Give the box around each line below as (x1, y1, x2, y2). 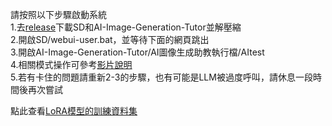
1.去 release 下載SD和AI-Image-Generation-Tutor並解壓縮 (10, 21, 242, 33)
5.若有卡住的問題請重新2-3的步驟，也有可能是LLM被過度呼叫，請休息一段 (10, 71, 313, 83)
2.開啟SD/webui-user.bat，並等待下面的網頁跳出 (10, 34, 210, 45)
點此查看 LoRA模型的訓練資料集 (10, 105, 138, 117)
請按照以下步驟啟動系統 (10, 9, 107, 20)
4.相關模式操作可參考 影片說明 (10, 59, 133, 70)
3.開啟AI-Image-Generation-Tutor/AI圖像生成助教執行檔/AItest (10, 46, 265, 58)
